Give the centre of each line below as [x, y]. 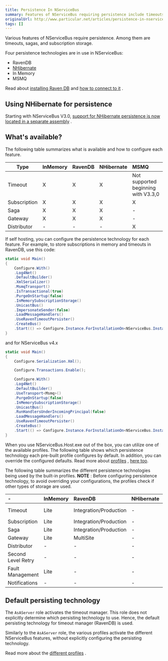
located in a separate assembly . [39, 122]
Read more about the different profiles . [46, 653]
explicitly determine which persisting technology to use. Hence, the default [82, 618]
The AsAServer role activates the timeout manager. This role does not [76, 612]
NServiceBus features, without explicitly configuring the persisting [73, 638]
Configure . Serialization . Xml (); [48, 361]
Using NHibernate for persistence [59, 104]
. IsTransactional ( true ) [39, 291]
